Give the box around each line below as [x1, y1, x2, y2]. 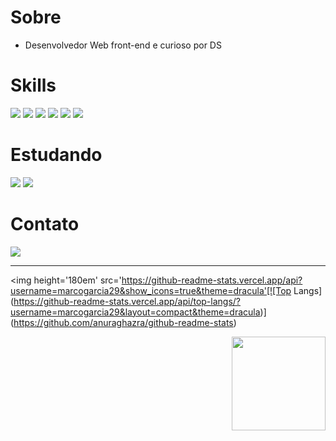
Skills [10, 74, 57, 97]
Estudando [10, 144, 103, 166]
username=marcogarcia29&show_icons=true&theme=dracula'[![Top [10, 284, 292, 296]
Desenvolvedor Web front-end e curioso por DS [24, 39, 222, 51]
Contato [10, 213, 80, 235]
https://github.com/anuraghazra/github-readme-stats [13, 316, 234, 328]
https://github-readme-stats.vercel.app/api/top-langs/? [13, 295, 242, 307]
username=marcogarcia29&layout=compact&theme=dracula [10, 306, 261, 318]
